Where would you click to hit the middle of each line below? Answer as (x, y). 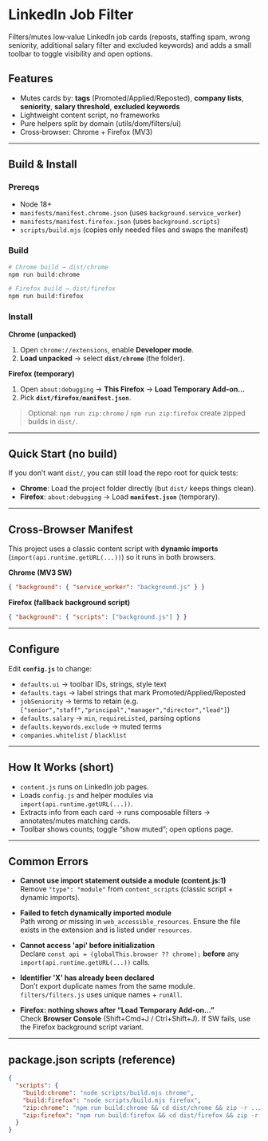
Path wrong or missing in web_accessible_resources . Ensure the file (130, 922)
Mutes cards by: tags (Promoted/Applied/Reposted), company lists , (132, 98)
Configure (34, 649)
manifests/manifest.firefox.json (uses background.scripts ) (120, 222)
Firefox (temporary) (41, 373)
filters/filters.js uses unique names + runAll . (101, 995)
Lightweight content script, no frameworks (90, 115)
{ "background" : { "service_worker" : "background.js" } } (106, 588)
